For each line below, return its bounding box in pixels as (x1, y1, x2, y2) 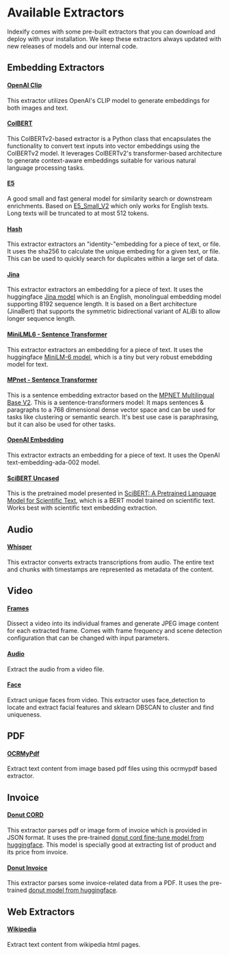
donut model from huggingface (28, 886, 116, 895)
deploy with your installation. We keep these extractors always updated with (7, 34, 222, 42)
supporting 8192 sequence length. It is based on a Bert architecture (7, 300, 197, 308)
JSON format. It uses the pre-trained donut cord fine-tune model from (7, 833, 204, 841)
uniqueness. (7, 710, 42, 719)
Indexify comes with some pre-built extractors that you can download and (7, 27, 215, 36)
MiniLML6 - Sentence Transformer (7, 330, 107, 338)
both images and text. (7, 103, 68, 112)
